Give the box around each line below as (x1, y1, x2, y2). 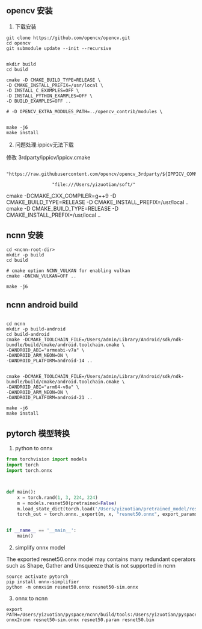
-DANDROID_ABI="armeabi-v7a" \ (6, 347, 85, 353)
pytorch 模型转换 (6, 428, 70, 438)
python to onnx (14, 445, 53, 452)
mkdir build (6, 61, 36, 67)
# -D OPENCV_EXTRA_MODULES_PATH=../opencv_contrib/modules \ (6, 108, 163, 114)
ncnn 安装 (6, 231, 44, 241)
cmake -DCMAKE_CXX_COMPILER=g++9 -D (6, 192, 117, 199)
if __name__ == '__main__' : (6, 527, 77, 534)
